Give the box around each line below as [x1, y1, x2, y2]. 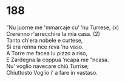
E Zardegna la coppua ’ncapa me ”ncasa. [6, 56, 109, 63]
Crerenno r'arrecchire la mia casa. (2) [6, 30, 100, 37]
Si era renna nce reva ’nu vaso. [6, 43, 84, 50]
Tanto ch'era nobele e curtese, [6, 36, 83, 44]
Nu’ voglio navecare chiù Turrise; [6, 62, 89, 70]
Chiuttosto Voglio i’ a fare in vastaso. [6, 69, 98, 76]
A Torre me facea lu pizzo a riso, [6, 49, 88, 56]
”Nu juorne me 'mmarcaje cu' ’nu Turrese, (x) [6, 24, 120, 31]
